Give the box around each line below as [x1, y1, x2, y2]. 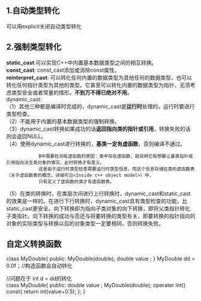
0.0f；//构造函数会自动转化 [6, 262, 73, 269]
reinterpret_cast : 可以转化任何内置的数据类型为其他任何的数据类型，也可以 [6, 74, 193, 81]
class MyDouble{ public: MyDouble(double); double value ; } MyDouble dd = [6, 255, 196, 262]
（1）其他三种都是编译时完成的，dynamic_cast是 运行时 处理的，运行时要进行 [6, 102, 195, 110]
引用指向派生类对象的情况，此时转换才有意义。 [6, 159, 105, 166]
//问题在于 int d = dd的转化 [6, 275, 73, 282]
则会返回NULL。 [6, 132, 47, 139]
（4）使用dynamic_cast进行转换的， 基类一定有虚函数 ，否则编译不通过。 [6, 140, 186, 147]
